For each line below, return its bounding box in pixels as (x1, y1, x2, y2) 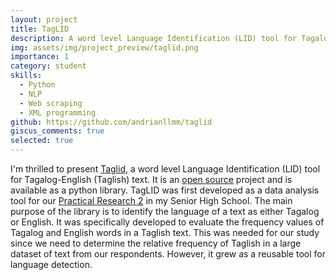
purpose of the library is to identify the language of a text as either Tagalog (10, 206, 320, 217)
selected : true (10, 136, 74, 146)
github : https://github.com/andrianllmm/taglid (10, 117, 213, 127)
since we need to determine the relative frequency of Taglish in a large (10, 237, 302, 249)
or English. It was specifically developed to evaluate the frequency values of (10, 216, 325, 228)
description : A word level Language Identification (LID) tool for (10, 33, 298, 43)
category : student (10, 61, 87, 71)
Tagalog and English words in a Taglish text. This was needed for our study (10, 227, 320, 238)
